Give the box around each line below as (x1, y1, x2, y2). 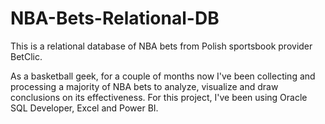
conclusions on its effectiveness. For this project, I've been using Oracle (10, 91, 308, 103)
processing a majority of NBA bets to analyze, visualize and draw (10, 80, 279, 92)
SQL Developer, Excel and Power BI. (10, 102, 159, 114)
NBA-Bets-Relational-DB (10, 7, 220, 30)
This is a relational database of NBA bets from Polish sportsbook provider (10, 40, 313, 52)
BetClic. (10, 50, 43, 62)
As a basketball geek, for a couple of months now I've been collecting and (10, 70, 316, 82)
